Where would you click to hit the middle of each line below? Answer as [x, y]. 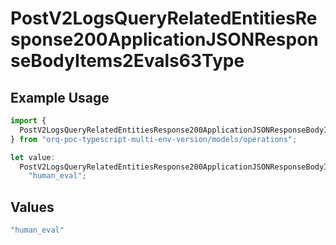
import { [28, 121]
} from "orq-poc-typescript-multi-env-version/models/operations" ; [154, 139]
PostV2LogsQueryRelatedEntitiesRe [164, 18]
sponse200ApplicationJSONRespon [164, 39]
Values [32, 207]
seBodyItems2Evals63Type [127, 61]
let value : [33, 157]
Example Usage [60, 97]
